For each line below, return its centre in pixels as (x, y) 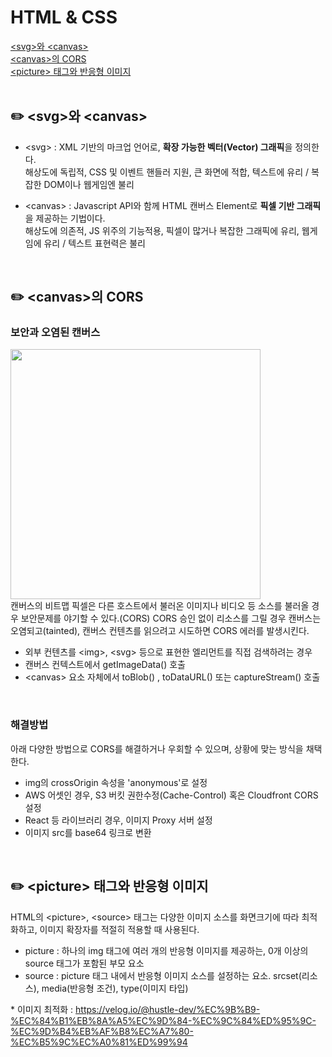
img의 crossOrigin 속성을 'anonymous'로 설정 (116, 782)
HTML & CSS (64, 17)
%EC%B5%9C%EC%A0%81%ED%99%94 (99, 1042)
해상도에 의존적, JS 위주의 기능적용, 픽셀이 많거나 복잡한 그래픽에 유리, (162, 230)
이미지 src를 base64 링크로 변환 (88, 832)
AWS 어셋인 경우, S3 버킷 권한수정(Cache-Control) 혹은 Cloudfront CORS (171, 795)
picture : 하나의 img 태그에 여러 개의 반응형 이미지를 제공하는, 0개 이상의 (166, 950)
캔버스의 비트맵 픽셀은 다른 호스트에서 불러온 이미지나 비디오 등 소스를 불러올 (160, 606)
